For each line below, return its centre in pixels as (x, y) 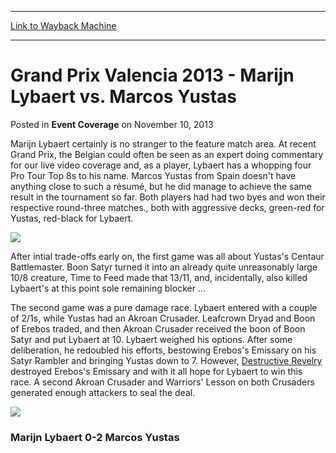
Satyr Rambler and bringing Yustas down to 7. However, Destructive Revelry (166, 360)
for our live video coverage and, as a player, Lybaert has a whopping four (161, 165)
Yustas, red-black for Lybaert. (72, 218)
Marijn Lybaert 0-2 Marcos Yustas (95, 437)
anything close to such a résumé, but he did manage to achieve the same (161, 186)
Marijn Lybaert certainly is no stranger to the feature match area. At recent (163, 143)
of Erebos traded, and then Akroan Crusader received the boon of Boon (158, 328)
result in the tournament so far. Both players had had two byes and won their (168, 197)
